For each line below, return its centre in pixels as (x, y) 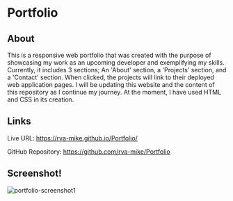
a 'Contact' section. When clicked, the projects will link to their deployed (111, 77)
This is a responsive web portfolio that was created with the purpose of (109, 55)
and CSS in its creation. (41, 99)
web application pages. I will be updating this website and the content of (111, 85)
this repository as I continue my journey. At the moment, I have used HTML (114, 92)
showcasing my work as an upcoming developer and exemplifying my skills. (116, 63)
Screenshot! (34, 174)
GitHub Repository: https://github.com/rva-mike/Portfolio (89, 152)
